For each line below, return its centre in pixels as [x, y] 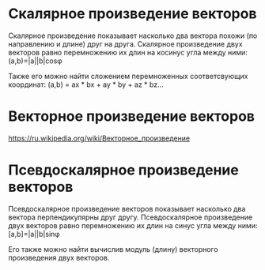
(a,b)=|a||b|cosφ [35, 61]
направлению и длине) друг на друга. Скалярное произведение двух [125, 43]
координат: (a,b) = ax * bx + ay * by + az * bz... [86, 84]
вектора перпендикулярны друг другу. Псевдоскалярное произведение [131, 217]
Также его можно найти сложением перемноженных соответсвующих [128, 76]
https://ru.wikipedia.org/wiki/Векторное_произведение [99, 138]
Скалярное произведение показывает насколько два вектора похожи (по [133, 36]
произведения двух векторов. [59, 257]
